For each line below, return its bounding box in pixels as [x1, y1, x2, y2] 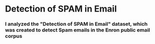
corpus [5, 33, 23, 40]
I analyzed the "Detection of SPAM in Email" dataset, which [5, 21, 148, 28]
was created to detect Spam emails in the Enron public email [5, 27, 150, 33]
